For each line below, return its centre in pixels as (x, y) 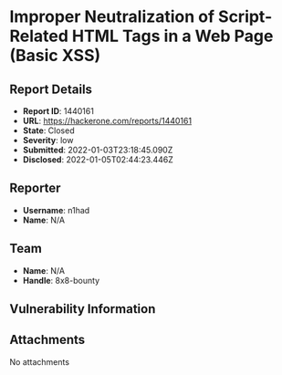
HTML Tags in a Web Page (172, 36)
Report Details (51, 89)
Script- (245, 17)
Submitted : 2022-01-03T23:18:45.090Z (98, 150)
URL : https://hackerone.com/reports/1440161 (107, 121)
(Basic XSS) (55, 56)
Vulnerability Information (83, 309)
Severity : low (48, 140)
